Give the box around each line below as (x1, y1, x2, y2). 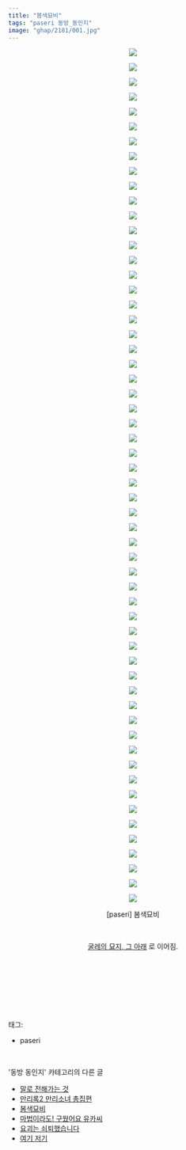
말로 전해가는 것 (19, 1084, 69, 1094)
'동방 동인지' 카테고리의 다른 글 (8, 1068, 104, 1077)
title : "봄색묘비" (8, 11, 63, 20)
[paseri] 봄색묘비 (106, 909, 160, 919)
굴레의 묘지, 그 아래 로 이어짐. (87, 942, 179, 951)
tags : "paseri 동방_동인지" (8, 19, 93, 27)
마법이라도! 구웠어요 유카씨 (19, 1114, 103, 1124)
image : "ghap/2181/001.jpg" (8, 26, 101, 34)
